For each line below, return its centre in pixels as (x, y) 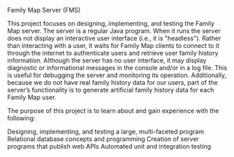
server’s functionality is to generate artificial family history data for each (111, 90)
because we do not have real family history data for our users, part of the (112, 82)
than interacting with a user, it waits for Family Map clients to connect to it (114, 46)
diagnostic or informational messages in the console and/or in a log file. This (117, 68)
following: (21, 118)
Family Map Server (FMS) (44, 10)
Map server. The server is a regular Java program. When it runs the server (114, 31)
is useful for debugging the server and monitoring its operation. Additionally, (117, 75)
